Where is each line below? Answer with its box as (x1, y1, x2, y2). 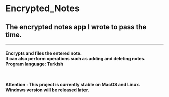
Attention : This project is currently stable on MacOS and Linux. (5, 82, 141, 88)
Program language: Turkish (5, 61, 64, 67)
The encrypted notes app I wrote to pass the (5, 23, 147, 31)
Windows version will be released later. (5, 87, 89, 93)
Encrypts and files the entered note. (5, 50, 82, 56)
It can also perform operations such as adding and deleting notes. (5, 55, 146, 61)
